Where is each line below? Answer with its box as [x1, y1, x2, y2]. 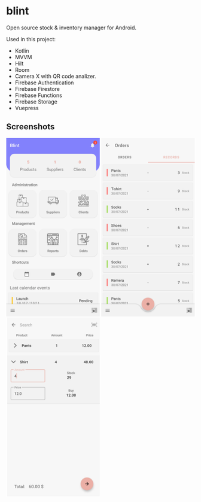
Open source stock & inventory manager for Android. [6, 24, 136, 31]
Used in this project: [6, 35, 56, 42]
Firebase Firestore [14, 85, 60, 92]
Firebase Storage [14, 98, 58, 105]
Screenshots [6, 121, 55, 132]
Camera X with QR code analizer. [14, 72, 97, 80]
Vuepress [14, 104, 39, 111]
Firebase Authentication [14, 79, 74, 86]
